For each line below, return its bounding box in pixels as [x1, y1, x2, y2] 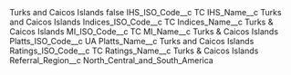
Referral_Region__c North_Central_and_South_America [9, 55, 214, 65]
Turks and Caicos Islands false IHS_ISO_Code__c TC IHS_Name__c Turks [9, 7, 282, 17]
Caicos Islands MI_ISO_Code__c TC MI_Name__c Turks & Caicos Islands [9, 26, 279, 37]
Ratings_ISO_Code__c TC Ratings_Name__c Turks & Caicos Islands [9, 45, 259, 56]
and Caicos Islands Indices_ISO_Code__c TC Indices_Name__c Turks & [9, 16, 274, 27]
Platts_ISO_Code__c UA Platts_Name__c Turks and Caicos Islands [9, 36, 255, 46]
